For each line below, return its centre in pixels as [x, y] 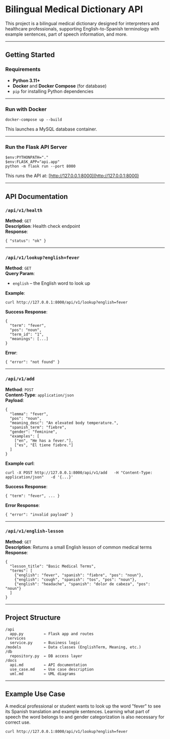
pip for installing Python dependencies [53, 91]
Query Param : [20, 274]
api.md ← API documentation [48, 665]
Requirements [23, 70]
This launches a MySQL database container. [51, 129]
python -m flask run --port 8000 [40, 166]
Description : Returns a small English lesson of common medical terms [79, 547]
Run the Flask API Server [36, 147]
